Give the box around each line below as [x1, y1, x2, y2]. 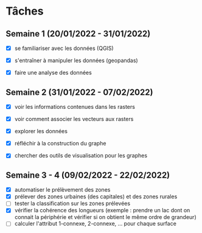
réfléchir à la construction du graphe [14, 140, 106, 147]
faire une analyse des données [14, 69, 92, 77]
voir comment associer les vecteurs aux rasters [14, 116, 134, 123]
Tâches [5, 4, 44, 18]
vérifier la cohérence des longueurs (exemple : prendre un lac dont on [14, 207, 190, 214]
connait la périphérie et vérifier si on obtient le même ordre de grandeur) [14, 214, 197, 221]
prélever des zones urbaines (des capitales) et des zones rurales [14, 193, 178, 200]
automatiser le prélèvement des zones [14, 186, 111, 193]
